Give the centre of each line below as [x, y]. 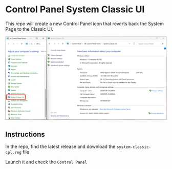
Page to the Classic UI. [29, 29]
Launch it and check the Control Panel [46, 162]
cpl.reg [14, 153]
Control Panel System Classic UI [75, 9]
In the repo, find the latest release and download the [60, 146]
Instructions [25, 134]
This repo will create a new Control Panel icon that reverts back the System [85, 24]
